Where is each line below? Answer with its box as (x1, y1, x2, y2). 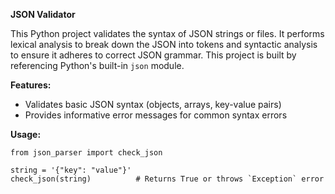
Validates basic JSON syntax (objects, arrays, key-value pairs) (24, 99, 282, 110)
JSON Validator (10, 9, 76, 20)
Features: (10, 79, 52, 91)
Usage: (10, 129, 42, 140)
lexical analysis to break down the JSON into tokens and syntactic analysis (10, 39, 318, 50)
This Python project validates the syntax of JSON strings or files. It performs (10, 28, 325, 39)
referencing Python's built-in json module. (10, 60, 185, 71)
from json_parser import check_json (10, 148, 163, 158)
